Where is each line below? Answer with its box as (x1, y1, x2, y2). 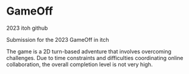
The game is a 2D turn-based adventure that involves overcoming (6, 47, 172, 55)
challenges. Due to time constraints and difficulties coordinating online (6, 54, 184, 61)
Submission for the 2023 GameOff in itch (6, 36, 109, 43)
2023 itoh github (6, 24, 48, 32)
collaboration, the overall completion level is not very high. (6, 61, 153, 68)
